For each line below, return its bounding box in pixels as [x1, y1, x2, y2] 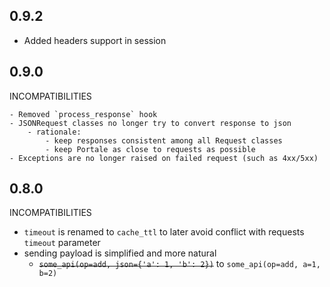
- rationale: [27, 127, 82, 137]
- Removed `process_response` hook [9, 109, 158, 119]
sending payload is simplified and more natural [23, 247, 217, 259]
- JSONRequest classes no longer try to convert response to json [9, 118, 292, 128]
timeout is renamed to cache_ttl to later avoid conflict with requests [23, 226, 305, 238]
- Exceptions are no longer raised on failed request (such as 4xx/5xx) [9, 153, 319, 163]
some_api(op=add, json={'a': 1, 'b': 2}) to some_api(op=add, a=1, [38, 258, 321, 270]
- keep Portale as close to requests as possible [45, 144, 256, 154]
